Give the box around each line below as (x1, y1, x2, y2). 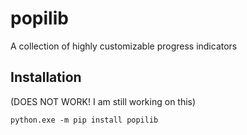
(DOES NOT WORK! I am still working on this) (10, 95, 197, 107)
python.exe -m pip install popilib (10, 115, 159, 125)
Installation (10, 69, 82, 86)
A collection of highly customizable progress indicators (10, 40, 238, 52)
